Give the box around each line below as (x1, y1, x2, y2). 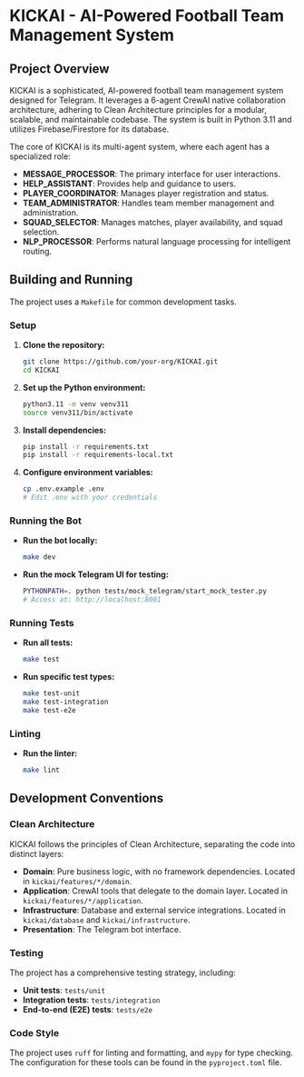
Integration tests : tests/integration (22, 994, 161, 1005)
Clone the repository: (22, 340, 105, 351)
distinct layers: (9, 848, 64, 859)
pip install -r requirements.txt (22, 442, 150, 451)
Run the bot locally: (22, 535, 98, 546)
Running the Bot (9, 514, 82, 527)
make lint (22, 765, 61, 775)
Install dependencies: (22, 424, 107, 435)
